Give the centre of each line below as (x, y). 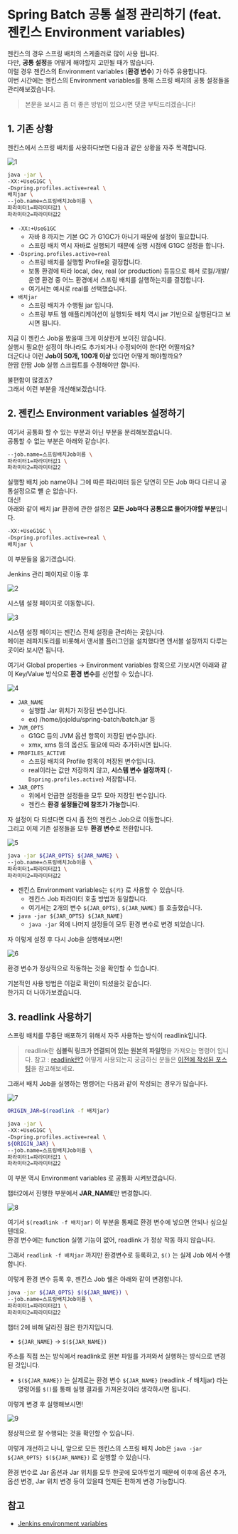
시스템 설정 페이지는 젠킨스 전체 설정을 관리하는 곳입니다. (86, 632)
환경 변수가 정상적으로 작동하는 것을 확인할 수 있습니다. (83, 968)
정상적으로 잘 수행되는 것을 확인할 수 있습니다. (71, 1433)
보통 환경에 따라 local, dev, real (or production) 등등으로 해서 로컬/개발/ (129, 271)
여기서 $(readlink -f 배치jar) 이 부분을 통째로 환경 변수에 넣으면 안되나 (108, 1222)
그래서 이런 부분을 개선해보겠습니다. (57, 388)
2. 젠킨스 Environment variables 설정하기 (96, 414)
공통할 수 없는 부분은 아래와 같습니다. (59, 441)
